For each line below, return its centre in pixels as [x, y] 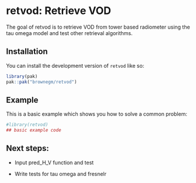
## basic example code [34, 130]
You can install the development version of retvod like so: [75, 65]
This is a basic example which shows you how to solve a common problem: [97, 114]
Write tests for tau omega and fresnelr [61, 174]
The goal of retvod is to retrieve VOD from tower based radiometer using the [98, 27]
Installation [27, 52]
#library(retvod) [27, 125]
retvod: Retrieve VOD [59, 11]
